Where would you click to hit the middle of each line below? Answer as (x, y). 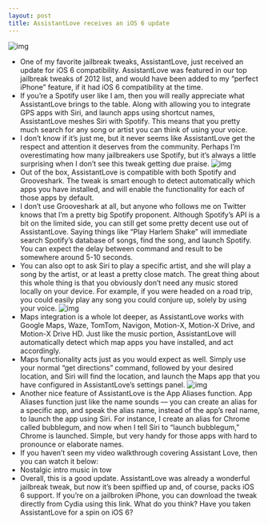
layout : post (30, 16)
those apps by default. (57, 198)
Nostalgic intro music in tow (66, 470)
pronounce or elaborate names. (72, 444)
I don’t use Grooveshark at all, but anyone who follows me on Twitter (133, 206)
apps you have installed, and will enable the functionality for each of (132, 189)
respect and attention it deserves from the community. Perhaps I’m (130, 146)
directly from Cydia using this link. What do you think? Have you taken (135, 503)
